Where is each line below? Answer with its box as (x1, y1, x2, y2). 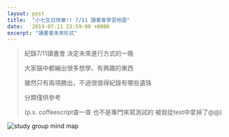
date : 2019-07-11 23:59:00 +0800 (7, 23, 110, 30)
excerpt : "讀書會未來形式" (7, 29, 78, 37)
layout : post (7, 10, 45, 17)
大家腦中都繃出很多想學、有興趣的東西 (24, 64, 134, 73)
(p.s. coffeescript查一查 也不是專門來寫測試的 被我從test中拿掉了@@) (24, 108, 223, 116)
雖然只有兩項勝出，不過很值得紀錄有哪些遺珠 (24, 79, 152, 87)
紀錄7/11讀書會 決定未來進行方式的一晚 (24, 49, 134, 57)
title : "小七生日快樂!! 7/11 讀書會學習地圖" (7, 17, 130, 24)
